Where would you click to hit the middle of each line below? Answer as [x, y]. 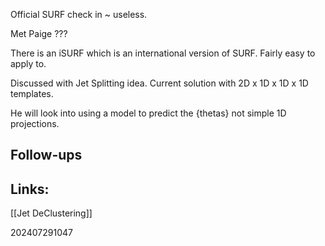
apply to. [28, 63]
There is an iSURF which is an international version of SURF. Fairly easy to [163, 53]
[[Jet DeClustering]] [51, 213]
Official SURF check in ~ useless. [79, 14]
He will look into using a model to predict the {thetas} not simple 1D [148, 113]
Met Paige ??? [39, 33]
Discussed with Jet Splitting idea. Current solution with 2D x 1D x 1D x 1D [159, 83]
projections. [35, 123]
